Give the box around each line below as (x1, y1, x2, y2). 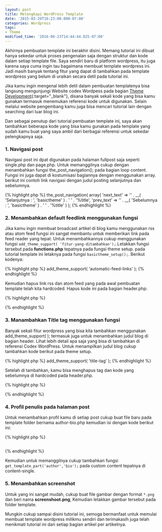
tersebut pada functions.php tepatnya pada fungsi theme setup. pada (5, 246, 145, 252)
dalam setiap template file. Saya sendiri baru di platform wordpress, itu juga (5, 58, 156, 64)
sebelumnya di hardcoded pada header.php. (5, 372, 93, 378)
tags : (5, 25, 16, 30)
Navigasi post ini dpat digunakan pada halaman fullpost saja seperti (5, 157, 140, 163)
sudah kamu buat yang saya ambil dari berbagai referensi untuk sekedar (5, 128, 149, 134)
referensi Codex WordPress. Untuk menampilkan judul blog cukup (5, 343, 136, 349)
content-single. (5, 468, 35, 474)
